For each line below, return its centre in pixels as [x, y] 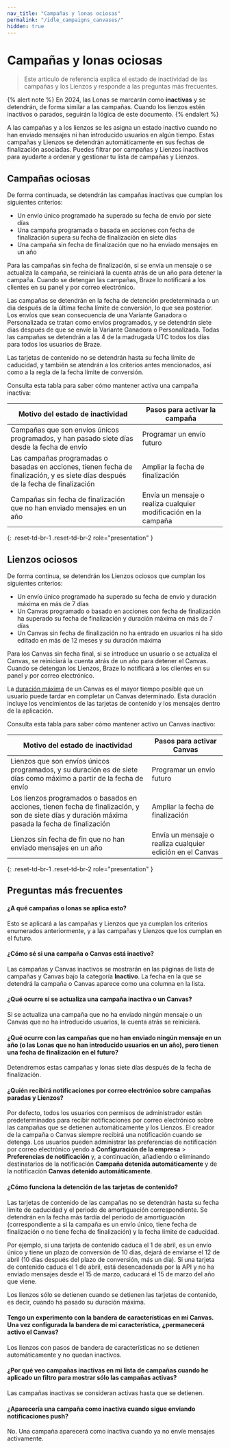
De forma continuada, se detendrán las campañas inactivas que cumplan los [115, 195]
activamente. [25, 1438]
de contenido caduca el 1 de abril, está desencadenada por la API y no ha [111, 1267]
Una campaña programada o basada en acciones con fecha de [106, 230]
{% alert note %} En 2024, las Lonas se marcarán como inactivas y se [106, 100]
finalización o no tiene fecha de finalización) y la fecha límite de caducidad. [113, 1231]
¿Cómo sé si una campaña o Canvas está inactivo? [80, 954]
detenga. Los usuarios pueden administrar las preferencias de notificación [112, 1142]
